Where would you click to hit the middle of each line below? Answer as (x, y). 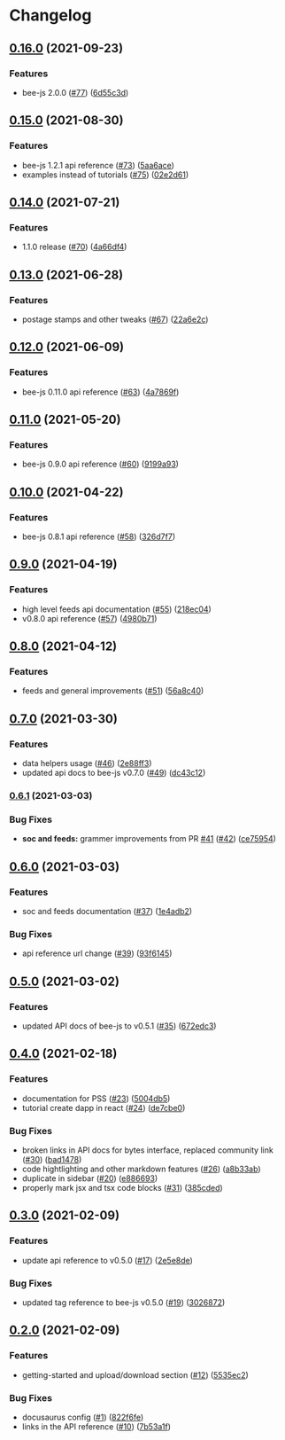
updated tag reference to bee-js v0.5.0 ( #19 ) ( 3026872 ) (123, 1302)
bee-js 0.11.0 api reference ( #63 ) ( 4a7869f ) (100, 392)
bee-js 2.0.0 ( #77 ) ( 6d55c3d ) (75, 92)
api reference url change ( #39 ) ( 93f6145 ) (97, 953)
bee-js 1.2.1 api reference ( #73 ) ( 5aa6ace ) (98, 165)
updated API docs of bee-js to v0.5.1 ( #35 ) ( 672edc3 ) (119, 1026)
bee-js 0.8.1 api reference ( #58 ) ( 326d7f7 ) (98, 536)
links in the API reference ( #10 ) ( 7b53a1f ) (96, 1426)
